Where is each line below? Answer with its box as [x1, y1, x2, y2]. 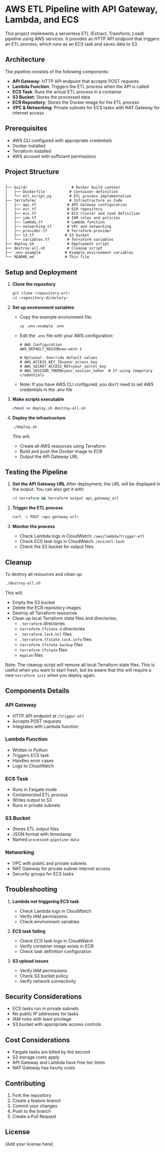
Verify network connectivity [19, 978, 77, 984]
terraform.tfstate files [19, 647, 68, 653]
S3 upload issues [12, 958, 49, 964]
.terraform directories [19, 620, 65, 626]
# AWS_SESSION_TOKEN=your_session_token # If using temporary [19, 368, 153, 373]
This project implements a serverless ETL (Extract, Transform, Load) [5, 30, 144, 36]
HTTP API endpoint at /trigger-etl [12, 713, 84, 719]
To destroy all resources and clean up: [5, 571, 83, 577]
